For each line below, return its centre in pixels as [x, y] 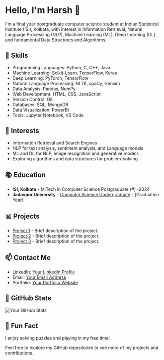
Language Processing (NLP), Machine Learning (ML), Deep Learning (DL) [80, 34]
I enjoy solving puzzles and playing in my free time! [58, 338]
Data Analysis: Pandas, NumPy [44, 89]
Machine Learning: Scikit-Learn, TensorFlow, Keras [65, 73]
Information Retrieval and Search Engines [55, 143]
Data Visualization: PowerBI [41, 110]
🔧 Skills [17, 56]
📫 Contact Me [28, 258]
